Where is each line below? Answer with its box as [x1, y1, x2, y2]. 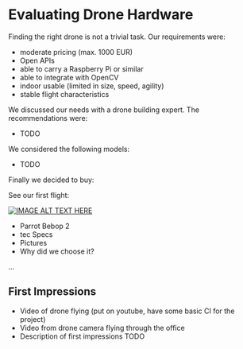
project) [19, 314, 46, 324]
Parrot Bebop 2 [19, 221, 70, 231]
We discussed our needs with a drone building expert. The [8, 105, 200, 114]
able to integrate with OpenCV [19, 72, 119, 82]
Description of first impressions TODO [19, 332, 145, 341]
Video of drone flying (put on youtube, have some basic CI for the [19, 306, 235, 316]
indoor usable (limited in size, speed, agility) [19, 81, 164, 91]
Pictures [19, 238, 48, 247]
